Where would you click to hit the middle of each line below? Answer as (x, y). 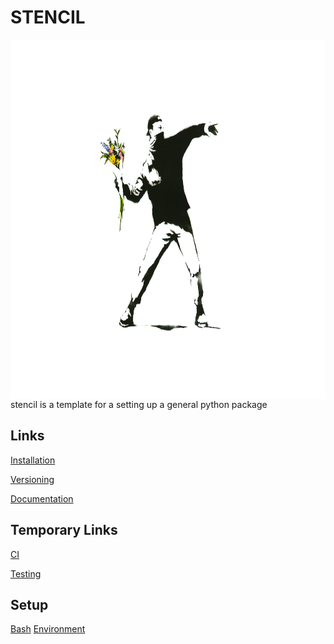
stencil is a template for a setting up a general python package (139, 404)
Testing (26, 573)
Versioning (32, 479)
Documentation (42, 498)
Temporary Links (64, 530)
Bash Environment (48, 629)
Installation (33, 460)
